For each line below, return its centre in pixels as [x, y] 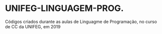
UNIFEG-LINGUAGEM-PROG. [64, 8]
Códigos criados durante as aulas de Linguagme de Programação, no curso [81, 22]
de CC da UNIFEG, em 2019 [33, 26]
